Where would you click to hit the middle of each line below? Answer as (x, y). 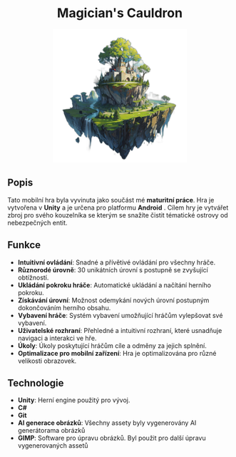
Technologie (36, 383)
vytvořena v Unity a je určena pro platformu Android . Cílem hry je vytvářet (118, 207)
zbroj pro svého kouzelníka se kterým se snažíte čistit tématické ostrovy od (118, 215)
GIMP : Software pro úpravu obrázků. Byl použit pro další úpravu (112, 438)
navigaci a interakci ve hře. (57, 338)
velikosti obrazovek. (47, 361)
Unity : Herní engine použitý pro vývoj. (74, 400)
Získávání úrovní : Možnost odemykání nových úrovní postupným (113, 300)
